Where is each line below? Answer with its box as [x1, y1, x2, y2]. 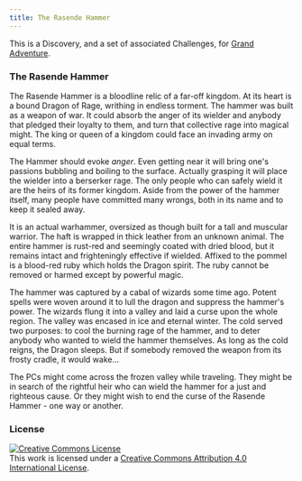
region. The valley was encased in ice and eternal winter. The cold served [9, 315, 284, 326]
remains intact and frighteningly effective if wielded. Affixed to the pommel [9, 250, 288, 261]
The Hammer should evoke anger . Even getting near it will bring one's [9, 155, 269, 167]
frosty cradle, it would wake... [9, 354, 120, 365]
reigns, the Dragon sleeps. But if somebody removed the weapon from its [9, 344, 282, 355]
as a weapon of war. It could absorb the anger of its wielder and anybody [9, 109, 282, 120]
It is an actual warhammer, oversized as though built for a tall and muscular [9, 221, 288, 232]
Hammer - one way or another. [9, 400, 124, 411]
